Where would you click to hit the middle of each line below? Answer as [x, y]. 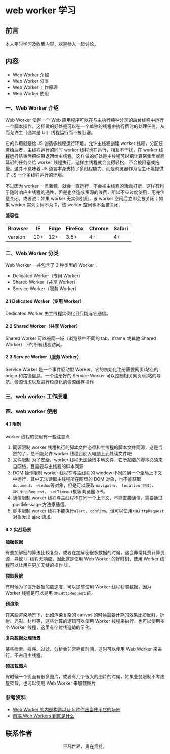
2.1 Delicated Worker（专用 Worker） [45, 301]
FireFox [75, 229]
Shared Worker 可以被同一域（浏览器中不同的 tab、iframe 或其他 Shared [81, 338]
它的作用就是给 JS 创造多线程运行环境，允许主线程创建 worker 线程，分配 [82, 143]
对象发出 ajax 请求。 [34, 517]
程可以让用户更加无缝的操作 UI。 [39, 565]
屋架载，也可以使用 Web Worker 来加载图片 [51, 683]
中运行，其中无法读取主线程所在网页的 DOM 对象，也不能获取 [77, 479]
